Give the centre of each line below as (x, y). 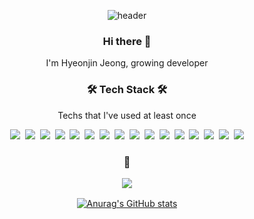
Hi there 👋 (127, 41)
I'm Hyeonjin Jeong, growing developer (127, 63)
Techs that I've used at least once (127, 115)
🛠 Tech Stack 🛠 (127, 90)
